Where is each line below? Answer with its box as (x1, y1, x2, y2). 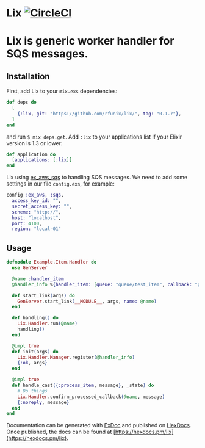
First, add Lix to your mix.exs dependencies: (6, 87, 118, 95)
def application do (6, 151, 56, 157)
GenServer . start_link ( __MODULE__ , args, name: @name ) (17, 298, 157, 305)
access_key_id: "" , (12, 198, 62, 204)
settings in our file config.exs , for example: (6, 180, 115, 187)
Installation (6, 71, 50, 82)
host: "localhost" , (12, 214, 62, 221)
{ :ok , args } (17, 360, 48, 366)
